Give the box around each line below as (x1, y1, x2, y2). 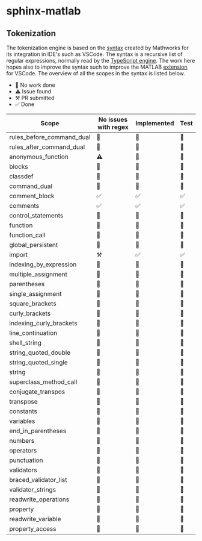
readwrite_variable (9, 515, 61, 523)
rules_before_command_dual (9, 133, 91, 141)
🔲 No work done (14, 81, 55, 89)
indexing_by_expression (9, 260, 77, 269)
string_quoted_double (9, 348, 71, 357)
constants (9, 407, 37, 415)
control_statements (9, 211, 64, 219)
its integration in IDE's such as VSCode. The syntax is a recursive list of (6, 51, 183, 58)
